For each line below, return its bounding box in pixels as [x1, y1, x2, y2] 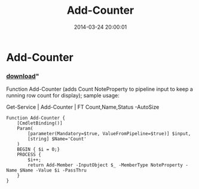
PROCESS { [17, 152, 42, 158]
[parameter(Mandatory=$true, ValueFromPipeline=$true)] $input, [27, 131, 191, 137]
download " [6, 72, 39, 80]
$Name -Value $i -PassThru [19, 167, 87, 173]
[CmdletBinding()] [17, 120, 63, 126]
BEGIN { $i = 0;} [17, 147, 60, 153]
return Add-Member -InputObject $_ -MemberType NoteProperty [27, 162, 183, 168]
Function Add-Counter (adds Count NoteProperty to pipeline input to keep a [6, 86, 193, 93]
